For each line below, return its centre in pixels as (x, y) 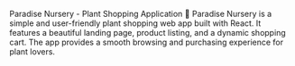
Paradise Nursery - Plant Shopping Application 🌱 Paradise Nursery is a (141, 14)
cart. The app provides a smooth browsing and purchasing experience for (147, 42)
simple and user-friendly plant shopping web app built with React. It (135, 23)
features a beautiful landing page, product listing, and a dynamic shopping (147, 33)
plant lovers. (32, 52)
